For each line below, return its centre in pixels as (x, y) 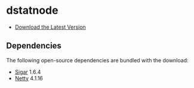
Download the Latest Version (50, 27)
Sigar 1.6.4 (28, 72)
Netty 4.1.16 (29, 78)
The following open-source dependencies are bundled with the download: (97, 60)
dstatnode (32, 10)
